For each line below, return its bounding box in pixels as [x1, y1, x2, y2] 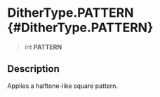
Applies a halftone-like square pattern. [7, 82, 118, 90]
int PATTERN [24, 43, 62, 51]
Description [7, 63, 60, 75]
